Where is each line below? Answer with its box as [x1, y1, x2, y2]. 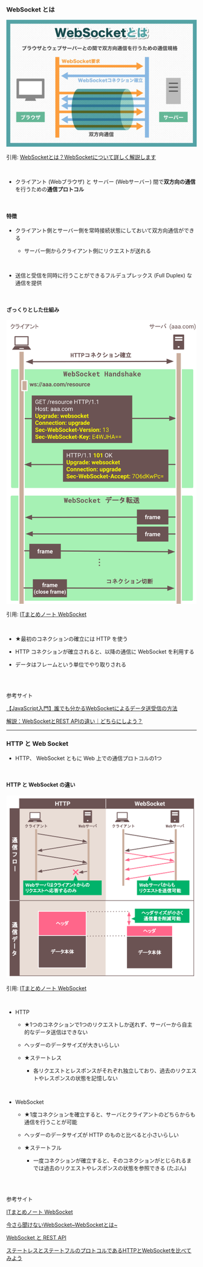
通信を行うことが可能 [24, 1118, 77, 1126]
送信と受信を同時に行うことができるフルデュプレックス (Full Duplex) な [14, 272, 192, 279]
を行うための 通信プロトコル [14, 186, 85, 193]
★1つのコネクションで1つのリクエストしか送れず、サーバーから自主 [24, 1020, 193, 1028]
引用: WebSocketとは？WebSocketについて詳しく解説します [6, 153, 156, 161]
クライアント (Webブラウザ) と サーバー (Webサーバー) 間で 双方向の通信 [14, 178, 196, 185]
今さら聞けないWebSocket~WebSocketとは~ [6, 1221, 118, 1228]
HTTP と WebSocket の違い [6, 781, 76, 788]
